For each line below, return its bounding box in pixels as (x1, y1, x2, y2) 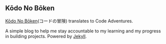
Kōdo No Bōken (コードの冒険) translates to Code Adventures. (5, 17, 133, 24)
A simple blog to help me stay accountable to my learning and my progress (5, 27, 161, 34)
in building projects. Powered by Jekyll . (5, 33, 87, 39)
